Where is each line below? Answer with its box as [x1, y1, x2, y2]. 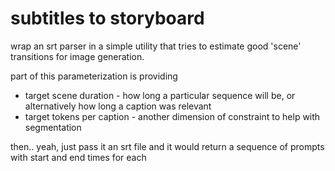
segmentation [24, 121, 82, 133]
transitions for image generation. [10, 50, 145, 62]
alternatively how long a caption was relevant [24, 100, 212, 112]
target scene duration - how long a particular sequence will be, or [24, 89, 296, 101]
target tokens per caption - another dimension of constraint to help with [24, 110, 321, 122]
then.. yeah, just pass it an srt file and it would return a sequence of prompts [10, 140, 325, 152]
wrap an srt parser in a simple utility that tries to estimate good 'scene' [10, 40, 302, 52]
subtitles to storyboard [10, 7, 205, 30]
